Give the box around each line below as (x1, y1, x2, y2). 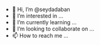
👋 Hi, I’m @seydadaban (12, 6, 71, 13)
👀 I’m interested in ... (12, 12, 64, 19)
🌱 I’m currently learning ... (12, 19, 77, 26)
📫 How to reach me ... (12, 32, 68, 39)
